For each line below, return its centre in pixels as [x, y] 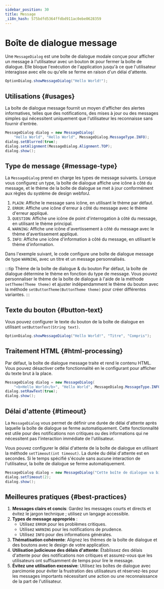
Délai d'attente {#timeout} [46, 411]
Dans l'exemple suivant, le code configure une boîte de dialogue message [79, 254]
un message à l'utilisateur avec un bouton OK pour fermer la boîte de [73, 62]
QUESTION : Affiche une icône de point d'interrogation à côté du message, [84, 219]
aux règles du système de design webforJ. [48, 193]
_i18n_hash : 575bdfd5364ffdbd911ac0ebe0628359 [53, 19]
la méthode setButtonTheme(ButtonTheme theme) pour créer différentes [76, 290]
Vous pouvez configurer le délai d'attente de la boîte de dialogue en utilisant [82, 448]
